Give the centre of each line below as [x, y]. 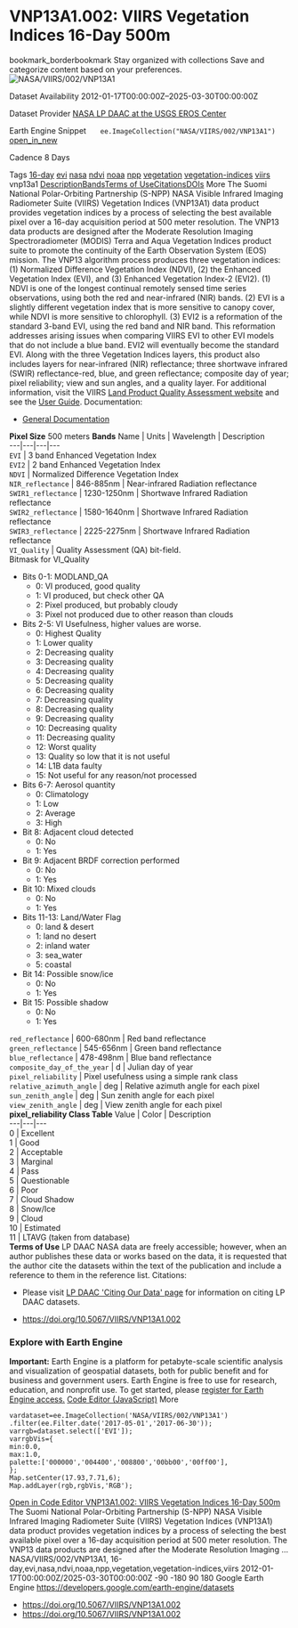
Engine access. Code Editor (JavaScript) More [94, 1399]
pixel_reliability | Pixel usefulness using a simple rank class [124, 1076]
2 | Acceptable [36, 1152]
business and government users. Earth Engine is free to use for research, [143, 1380]
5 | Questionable [39, 1180]
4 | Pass [24, 1171]
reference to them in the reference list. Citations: [98, 1274]
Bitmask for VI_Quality [50, 559]
